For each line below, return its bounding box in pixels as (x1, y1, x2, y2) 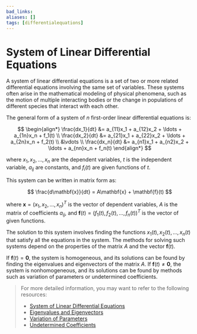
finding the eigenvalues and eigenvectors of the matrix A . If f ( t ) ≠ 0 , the (6, 260, 182, 268)
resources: (20, 291, 47, 298)
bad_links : (6, 8, 33, 15)
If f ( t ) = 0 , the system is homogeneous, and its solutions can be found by (6, 254, 185, 261)
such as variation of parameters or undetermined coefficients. (6, 273, 158, 280)
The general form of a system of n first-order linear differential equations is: (6, 114, 192, 122)
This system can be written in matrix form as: (6, 176, 117, 184)
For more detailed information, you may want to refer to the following (20, 284, 189, 291)
